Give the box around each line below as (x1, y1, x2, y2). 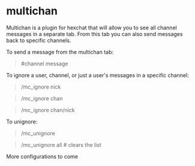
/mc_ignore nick (20, 83, 61, 90)
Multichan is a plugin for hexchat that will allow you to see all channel (6, 24, 177, 31)
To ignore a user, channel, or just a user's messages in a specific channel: (6, 71, 189, 79)
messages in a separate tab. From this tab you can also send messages (6, 30, 183, 37)
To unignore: (6, 118, 38, 125)
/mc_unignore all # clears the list (20, 141, 102, 148)
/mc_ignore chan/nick (20, 106, 75, 113)
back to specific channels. (6, 37, 71, 44)
